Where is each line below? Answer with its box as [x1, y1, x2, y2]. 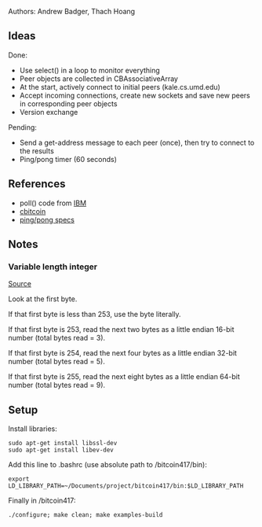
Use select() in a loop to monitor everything [19, 65, 161, 75]
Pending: [8, 122, 38, 132]
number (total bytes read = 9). [8, 381, 106, 390]
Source [8, 279, 31, 289]
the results [19, 146, 55, 156]
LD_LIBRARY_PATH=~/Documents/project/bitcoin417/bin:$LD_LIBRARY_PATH [8, 482, 244, 490]
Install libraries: [8, 424, 57, 433]
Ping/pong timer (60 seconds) [19, 154, 118, 164]
